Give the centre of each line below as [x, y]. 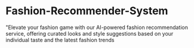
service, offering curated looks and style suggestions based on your [90, 33]
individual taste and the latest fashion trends [60, 40]
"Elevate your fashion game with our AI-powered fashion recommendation [97, 27]
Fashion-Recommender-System [87, 11]
